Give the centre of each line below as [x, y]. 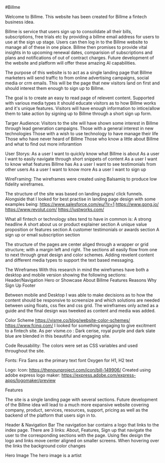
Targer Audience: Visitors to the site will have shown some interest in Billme [82, 123]
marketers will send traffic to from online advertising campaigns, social [77, 78]
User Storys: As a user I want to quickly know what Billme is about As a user [82, 154]
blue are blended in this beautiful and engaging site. [58, 336]
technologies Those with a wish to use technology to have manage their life [82, 134]
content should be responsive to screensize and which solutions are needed [82, 300]
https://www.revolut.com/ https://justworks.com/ [55, 210]
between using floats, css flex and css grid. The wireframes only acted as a [82, 305]
